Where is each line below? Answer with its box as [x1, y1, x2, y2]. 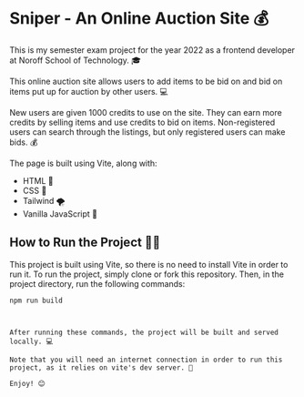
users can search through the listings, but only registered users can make [9, 126, 286, 137]
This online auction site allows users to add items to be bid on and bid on [9, 76, 283, 87]
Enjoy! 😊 [9, 379, 46, 388]
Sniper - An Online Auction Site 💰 [9, 8, 269, 29]
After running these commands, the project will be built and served [9, 328, 279, 337]
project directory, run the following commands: [9, 278, 186, 289]
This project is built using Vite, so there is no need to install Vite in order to [9, 259, 289, 270]
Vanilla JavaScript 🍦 [22, 208, 98, 219]
